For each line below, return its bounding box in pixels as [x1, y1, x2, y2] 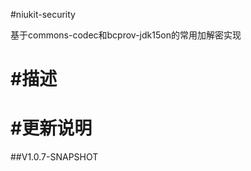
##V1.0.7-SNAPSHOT [10, 151, 99, 163]
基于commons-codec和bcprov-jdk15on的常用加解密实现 [10, 29, 242, 41]
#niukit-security [10, 9, 76, 20]
